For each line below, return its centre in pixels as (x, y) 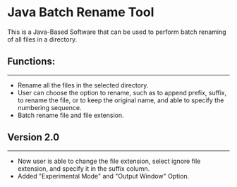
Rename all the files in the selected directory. (83, 85)
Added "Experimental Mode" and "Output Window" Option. (103, 176)
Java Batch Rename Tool (81, 12)
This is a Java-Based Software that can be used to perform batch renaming (117, 32)
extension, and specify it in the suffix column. (84, 168)
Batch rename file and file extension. (71, 115)
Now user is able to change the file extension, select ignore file (109, 161)
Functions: (31, 62)
